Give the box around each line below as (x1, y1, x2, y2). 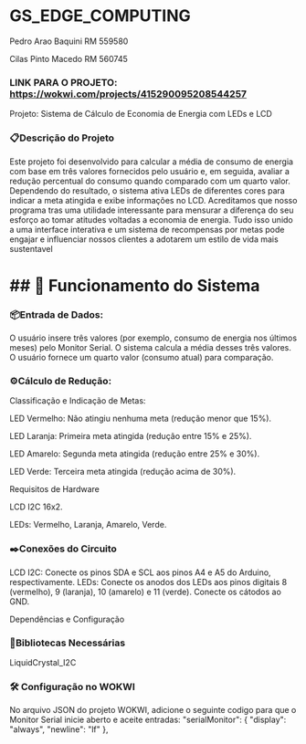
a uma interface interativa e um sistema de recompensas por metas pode (9, 224, 285, 235)
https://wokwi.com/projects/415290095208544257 (9, 88, 248, 100)
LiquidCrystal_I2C (9, 656, 77, 667)
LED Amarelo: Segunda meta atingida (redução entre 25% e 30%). (9, 448, 260, 459)
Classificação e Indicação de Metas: (9, 395, 146, 406)
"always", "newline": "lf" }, (9, 724, 109, 735)
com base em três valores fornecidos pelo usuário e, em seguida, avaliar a (9, 165, 290, 176)
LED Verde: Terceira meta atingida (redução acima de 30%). (9, 466, 237, 477)
